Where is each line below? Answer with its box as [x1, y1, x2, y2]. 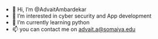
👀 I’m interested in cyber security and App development [12, 12, 152, 19]
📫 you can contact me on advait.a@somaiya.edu [12, 26, 136, 33]
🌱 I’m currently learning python [12, 19, 90, 26]
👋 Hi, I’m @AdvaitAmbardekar [12, 6, 87, 13]
